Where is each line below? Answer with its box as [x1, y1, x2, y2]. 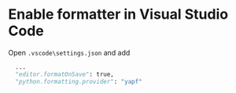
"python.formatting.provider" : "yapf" [15, 77, 143, 85]
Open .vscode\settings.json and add [8, 48, 131, 57]
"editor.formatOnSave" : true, [15, 70, 114, 78]
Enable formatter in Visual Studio [8, 5, 229, 23]
